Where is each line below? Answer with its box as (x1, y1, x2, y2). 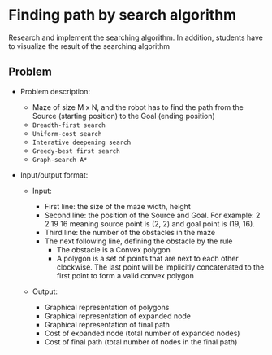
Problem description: (19, 86, 91, 96)
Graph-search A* (32, 156, 88, 164)
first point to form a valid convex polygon (56, 270, 195, 280)
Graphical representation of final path (44, 319, 171, 329)
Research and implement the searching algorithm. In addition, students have (8, 33, 264, 42)
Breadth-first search (32, 121, 106, 129)
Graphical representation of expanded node (44, 311, 191, 321)
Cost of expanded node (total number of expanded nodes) (44, 328, 240, 338)
